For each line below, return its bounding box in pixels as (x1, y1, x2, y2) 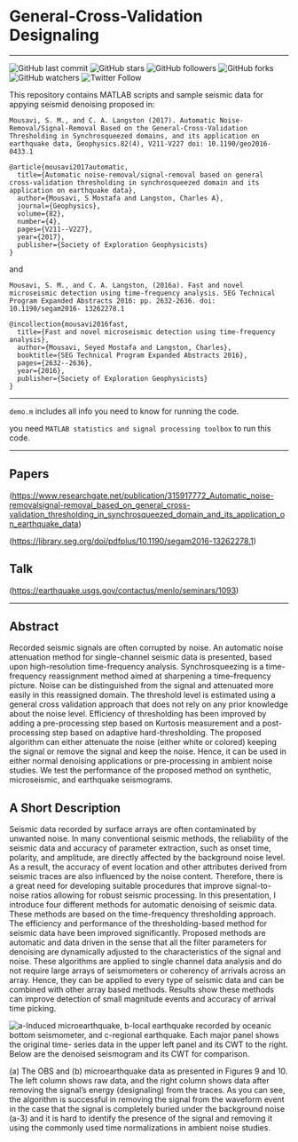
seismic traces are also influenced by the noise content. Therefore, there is (9, 871, 284, 882)
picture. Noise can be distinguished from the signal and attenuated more (9, 680, 274, 691)
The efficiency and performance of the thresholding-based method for (9, 918, 268, 929)
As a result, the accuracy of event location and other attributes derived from (9, 861, 287, 872)
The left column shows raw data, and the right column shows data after (9, 1075, 270, 1086)
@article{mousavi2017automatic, (9, 163, 129, 171)
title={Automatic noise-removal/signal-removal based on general (17, 171, 264, 179)
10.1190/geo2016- (207, 139, 272, 148)
